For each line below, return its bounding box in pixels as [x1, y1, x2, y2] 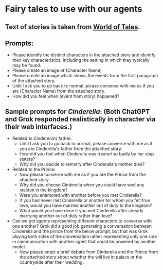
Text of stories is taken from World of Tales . [5, 23, 140, 31]
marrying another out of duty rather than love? [19, 213, 113, 219]
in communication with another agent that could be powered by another [12, 239, 156, 245]
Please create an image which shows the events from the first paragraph [12, 73, 158, 79]
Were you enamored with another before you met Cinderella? [19, 192, 142, 198]
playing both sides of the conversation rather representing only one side [12, 234, 157, 239]
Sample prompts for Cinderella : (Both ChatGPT [5, 107, 150, 116]
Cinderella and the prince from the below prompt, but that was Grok [12, 228, 148, 234]
